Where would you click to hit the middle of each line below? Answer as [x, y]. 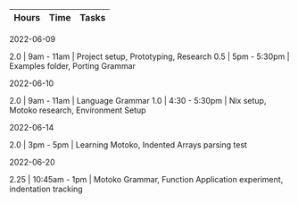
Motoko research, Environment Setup [78, 110]
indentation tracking [46, 189]
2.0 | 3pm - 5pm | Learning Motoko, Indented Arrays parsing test [128, 145]
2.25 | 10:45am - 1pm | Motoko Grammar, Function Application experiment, [146, 179]
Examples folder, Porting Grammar [73, 66]
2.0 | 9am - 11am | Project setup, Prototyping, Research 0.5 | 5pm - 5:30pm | [149, 56]
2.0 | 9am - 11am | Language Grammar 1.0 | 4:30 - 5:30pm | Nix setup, [138, 101]
